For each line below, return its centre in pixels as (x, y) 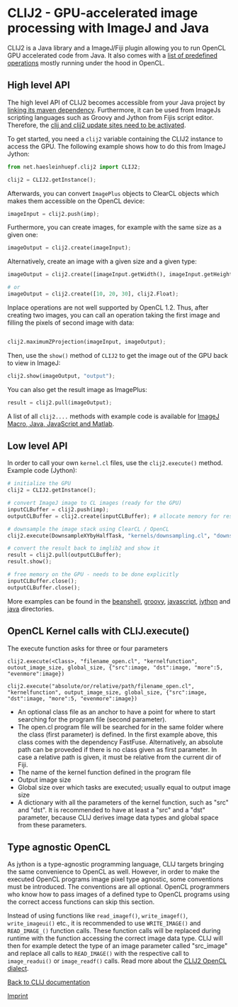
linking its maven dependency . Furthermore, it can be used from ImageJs (114, 110)
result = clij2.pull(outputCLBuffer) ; (64, 555)
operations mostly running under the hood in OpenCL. (86, 62)
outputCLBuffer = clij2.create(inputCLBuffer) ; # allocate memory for (114, 516)
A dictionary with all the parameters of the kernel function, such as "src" (123, 802)
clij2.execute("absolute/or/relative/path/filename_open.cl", (101, 686)
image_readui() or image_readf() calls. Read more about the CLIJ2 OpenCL (117, 961)
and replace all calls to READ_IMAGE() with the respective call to (98, 954)
